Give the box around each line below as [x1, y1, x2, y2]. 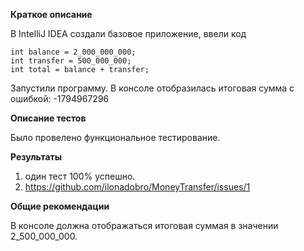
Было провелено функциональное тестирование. [10, 132, 221, 143]
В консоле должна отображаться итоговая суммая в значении [10, 220, 279, 231]
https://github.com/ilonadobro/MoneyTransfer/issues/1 [24, 181, 251, 193]
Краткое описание [10, 9, 93, 20]
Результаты [10, 151, 63, 163]
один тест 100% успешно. [24, 170, 136, 182]
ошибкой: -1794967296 [10, 93, 110, 104]
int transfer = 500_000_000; [10, 56, 132, 66]
